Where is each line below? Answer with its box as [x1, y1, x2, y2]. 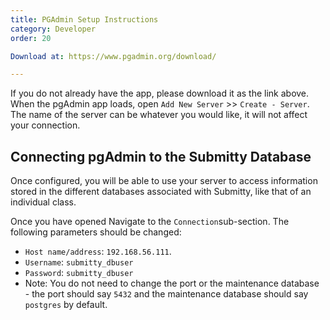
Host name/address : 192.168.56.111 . [24, 246, 172, 258]
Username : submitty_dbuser [24, 256, 134, 268]
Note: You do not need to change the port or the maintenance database [24, 277, 320, 290]
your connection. [10, 119, 81, 131]
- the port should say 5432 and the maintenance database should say [24, 288, 309, 300]
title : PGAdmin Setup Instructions [10, 14, 159, 25]
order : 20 [10, 33, 52, 43]
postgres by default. [24, 299, 108, 311]
